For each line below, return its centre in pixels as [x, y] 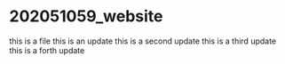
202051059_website [86, 16]
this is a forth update [47, 50]
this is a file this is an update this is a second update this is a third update [143, 41]
